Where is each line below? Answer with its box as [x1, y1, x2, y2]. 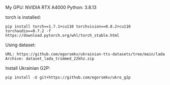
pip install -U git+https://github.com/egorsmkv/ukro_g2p [5, 75, 131, 80]
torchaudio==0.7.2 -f [5, 29, 51, 34]
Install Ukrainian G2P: [5, 65, 50, 71]
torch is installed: [5, 14, 41, 20]
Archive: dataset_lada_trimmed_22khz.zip [5, 56, 95, 61]
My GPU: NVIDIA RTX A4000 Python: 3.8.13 [5, 5, 97, 10]
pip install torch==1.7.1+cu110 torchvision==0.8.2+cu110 [5, 24, 131, 29]
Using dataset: [5, 42, 36, 48]
